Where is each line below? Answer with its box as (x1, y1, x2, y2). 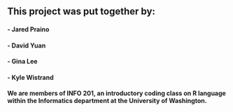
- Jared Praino (7, 24, 50, 34)
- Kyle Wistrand (7, 73, 54, 81)
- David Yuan (7, 41, 46, 50)
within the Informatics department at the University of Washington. (7, 97, 208, 105)
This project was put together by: (7, 6, 156, 17)
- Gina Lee (7, 57, 38, 66)
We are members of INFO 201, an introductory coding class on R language (7, 89, 226, 97)
